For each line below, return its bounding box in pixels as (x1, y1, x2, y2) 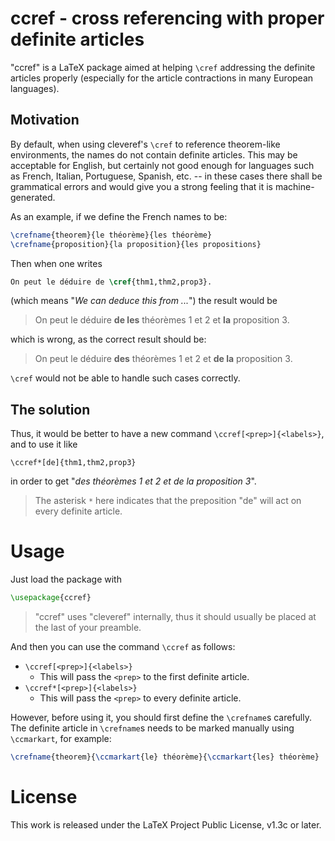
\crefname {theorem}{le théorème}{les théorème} (10, 230, 213, 240)
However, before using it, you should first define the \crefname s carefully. (10, 712, 312, 723)
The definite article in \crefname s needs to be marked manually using (10, 722, 295, 734)
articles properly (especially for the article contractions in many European (10, 72, 314, 84)
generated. (10, 191, 56, 203)
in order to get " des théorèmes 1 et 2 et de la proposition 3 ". (10, 475, 257, 487)
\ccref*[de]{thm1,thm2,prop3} (10, 458, 137, 468)
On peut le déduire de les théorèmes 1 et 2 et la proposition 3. (34, 314, 290, 326)
